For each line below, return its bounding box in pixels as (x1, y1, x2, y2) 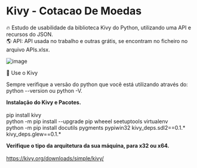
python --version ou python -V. (6, 87, 82, 94)
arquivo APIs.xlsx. (6, 46, 50, 53)
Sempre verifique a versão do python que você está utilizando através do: (6, 81, 188, 88)
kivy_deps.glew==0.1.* (6, 130, 61, 138)
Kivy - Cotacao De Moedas (6, 4, 142, 18)
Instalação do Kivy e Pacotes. (6, 99, 82, 106)
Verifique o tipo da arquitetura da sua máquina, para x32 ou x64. (6, 142, 170, 149)
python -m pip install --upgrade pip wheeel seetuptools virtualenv (6, 118, 168, 125)
